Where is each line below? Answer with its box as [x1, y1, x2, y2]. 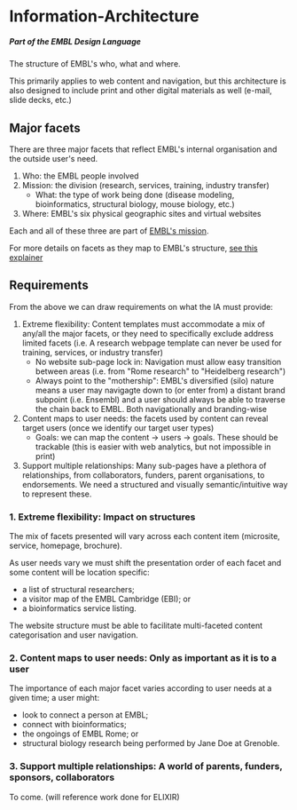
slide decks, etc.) [9, 95, 73, 106]
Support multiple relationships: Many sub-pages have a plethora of [21, 460, 268, 471]
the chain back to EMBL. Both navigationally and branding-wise [35, 403, 268, 414]
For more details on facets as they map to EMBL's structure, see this [9, 242, 259, 253]
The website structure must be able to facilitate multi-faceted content [9, 620, 263, 631]
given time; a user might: [9, 693, 100, 703]
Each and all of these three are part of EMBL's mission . [9, 225, 209, 236]
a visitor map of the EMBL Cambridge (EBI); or [21, 593, 191, 605]
